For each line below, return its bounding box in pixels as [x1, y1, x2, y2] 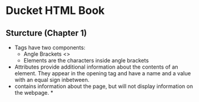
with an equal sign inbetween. [14, 76, 90, 83]
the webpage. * [14, 89, 53, 96]
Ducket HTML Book [5, 4, 105, 18]
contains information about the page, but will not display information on [14, 83, 194, 90]
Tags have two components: [14, 44, 86, 51]
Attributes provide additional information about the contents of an [14, 63, 178, 70]
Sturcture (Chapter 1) [5, 28, 87, 38]
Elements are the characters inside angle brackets [23, 57, 149, 64]
